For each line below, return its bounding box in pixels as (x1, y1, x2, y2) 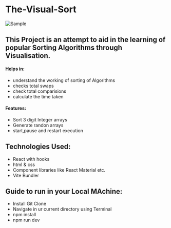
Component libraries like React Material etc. (12, 167, 106, 173)
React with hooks (12, 156, 50, 162)
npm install (12, 212, 36, 218)
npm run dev (12, 217, 40, 223)
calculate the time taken (12, 93, 64, 99)
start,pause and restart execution (12, 127, 84, 134)
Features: (5, 105, 27, 111)
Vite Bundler (12, 172, 40, 178)
